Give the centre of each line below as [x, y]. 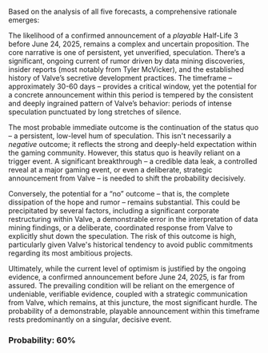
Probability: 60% [42, 340]
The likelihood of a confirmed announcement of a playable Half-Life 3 [123, 36]
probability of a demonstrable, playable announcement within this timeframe [134, 311]
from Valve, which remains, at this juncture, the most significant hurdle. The [133, 302]
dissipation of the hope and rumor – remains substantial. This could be [124, 202]
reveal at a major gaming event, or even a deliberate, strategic [110, 170]
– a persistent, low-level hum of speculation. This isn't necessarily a [120, 136]
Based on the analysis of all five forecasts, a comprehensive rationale [123, 12]
